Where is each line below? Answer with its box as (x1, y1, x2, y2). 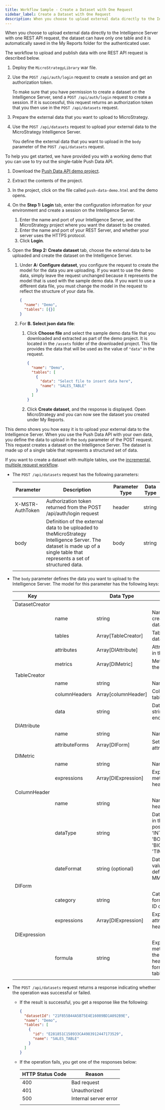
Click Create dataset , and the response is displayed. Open (27, 406, 146, 412)
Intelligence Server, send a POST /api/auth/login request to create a (12, 94, 151, 100)
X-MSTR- (14, 501, 39, 508)
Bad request (71, 1079, 100, 1086)
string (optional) (96, 865, 134, 872)
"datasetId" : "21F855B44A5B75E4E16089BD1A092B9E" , (24, 1013, 130, 1018)
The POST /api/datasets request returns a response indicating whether (12, 984, 156, 990)
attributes (55, 646, 77, 653)
